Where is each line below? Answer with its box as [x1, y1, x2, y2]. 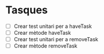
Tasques [5, 3, 48, 17]
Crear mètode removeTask [13, 42, 78, 49]
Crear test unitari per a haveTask [13, 23, 92, 30]
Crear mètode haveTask [13, 30, 71, 36]
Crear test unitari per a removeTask [13, 36, 99, 43]
